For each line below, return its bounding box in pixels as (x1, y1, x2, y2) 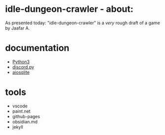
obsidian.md (12, 119, 38, 125)
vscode (12, 103, 28, 109)
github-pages (12, 113, 41, 119)
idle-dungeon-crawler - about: (5, 3, 133, 15)
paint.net (12, 108, 31, 114)
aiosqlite (12, 69, 30, 75)
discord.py (12, 64, 35, 70)
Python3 (12, 58, 30, 65)
